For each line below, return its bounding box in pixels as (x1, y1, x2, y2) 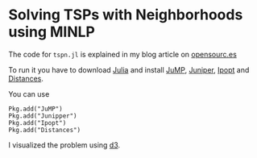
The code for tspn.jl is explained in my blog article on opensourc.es (8, 49, 238, 59)
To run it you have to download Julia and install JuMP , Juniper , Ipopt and (8, 64, 250, 74)
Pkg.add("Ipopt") (8, 118, 67, 127)
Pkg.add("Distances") (8, 126, 81, 134)
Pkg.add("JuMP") (8, 105, 63, 113)
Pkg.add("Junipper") (8, 111, 78, 120)
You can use (8, 89, 50, 98)
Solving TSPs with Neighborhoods (8, 6, 243, 24)
